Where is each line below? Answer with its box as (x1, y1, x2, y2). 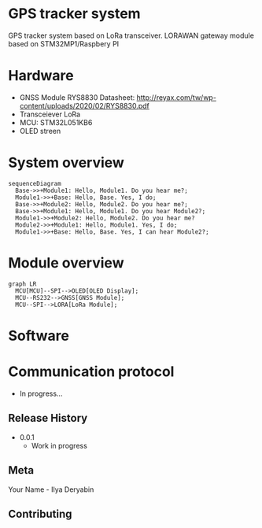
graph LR (8, 280, 37, 288)
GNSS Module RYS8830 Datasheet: (19, 92, 135, 102)
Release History (8, 412, 88, 425)
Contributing (8, 507, 72, 520)
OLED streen (19, 126, 61, 135)
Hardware (8, 67, 74, 85)
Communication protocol (8, 363, 175, 381)
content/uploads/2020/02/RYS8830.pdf (19, 101, 149, 110)
